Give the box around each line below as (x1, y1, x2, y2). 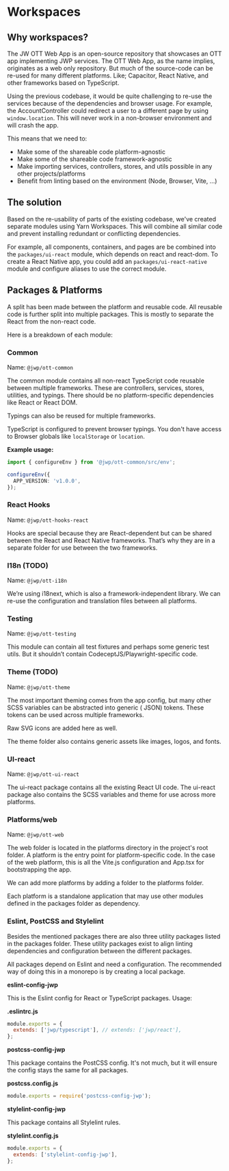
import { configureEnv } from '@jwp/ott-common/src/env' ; (7, 459, 176, 466)
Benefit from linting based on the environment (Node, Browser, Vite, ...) (16, 177, 217, 185)
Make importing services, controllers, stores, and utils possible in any (16, 162, 213, 170)
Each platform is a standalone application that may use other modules (7, 892, 204, 900)
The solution (7, 197, 62, 208)
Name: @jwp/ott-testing (7, 629, 77, 638)
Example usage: (7, 445, 54, 453)
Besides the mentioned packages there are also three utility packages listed (7, 932, 221, 940)
